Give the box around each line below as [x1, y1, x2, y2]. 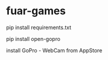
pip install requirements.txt [6, 24, 72, 31]
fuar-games [6, 4, 66, 18]
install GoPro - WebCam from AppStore [6, 46, 103, 54]
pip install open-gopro [6, 35, 61, 42]
